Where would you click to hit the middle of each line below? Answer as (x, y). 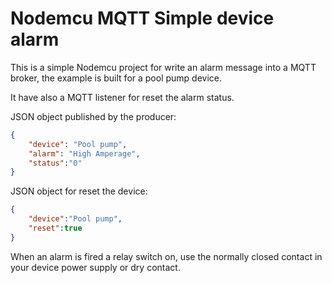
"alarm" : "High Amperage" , (84, 153)
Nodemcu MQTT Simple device (142, 18)
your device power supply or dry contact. (95, 267)
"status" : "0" (55, 163)
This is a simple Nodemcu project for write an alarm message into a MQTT (163, 67)
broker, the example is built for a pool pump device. (116, 78)
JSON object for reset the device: (79, 191)
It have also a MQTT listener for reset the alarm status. (122, 97)
